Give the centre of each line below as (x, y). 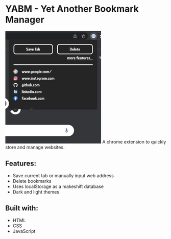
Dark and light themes (36, 192)
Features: (21, 163)
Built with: (22, 208)
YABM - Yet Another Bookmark (72, 9)
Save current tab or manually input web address (63, 176)
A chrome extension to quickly (134, 142)
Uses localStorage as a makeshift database (58, 186)
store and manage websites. (35, 147)
